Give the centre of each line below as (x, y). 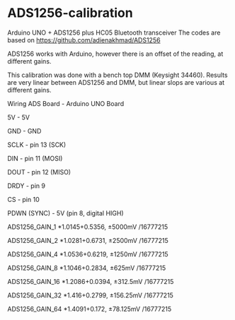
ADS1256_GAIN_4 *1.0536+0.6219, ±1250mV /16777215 (88, 254)
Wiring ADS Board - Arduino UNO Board (66, 103)
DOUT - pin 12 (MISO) (39, 172)
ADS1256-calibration (70, 13)
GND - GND (24, 131)
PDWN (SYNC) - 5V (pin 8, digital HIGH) (65, 213)
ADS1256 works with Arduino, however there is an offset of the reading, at (115, 54)
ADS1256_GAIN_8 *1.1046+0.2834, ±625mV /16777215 (87, 268)
